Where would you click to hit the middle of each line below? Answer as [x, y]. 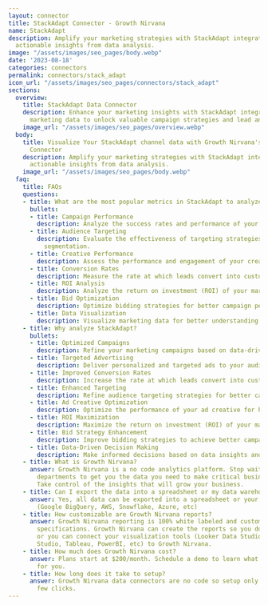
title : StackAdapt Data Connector [80, 105]
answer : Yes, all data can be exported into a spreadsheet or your [144, 499]
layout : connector [39, 16]
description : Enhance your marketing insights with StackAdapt [130, 113]
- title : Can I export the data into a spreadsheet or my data [130, 492]
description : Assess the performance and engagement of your [141, 261]
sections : [25, 90]
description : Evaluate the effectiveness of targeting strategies [150, 239]
